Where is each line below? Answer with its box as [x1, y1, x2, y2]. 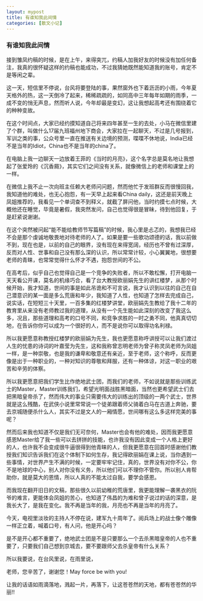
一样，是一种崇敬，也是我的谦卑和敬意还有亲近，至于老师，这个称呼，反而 [6, 350, 192, 357]
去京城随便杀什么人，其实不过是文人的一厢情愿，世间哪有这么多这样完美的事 [6, 408, 197, 415]
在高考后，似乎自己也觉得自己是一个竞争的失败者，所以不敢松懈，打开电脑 [6, 269, 192, 276]
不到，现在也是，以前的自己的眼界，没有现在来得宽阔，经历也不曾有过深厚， [6, 241, 197, 248]
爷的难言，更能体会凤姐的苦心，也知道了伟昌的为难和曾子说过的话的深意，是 [6, 493, 197, 501]
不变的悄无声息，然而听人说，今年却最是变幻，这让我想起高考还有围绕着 [11, 99, 192, 106]
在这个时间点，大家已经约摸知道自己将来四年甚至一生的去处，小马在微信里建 [6, 119, 197, 127]
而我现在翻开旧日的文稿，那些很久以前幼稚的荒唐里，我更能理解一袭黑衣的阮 [6, 486, 197, 493]
